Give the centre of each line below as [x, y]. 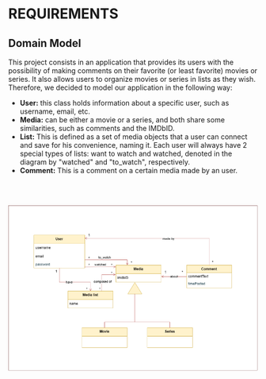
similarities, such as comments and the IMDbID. [97, 128]
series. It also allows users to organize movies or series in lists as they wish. [132, 79]
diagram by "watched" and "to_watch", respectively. [104, 162]
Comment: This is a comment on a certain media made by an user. [129, 170]
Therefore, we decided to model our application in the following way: [120, 87]
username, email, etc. [55, 111]
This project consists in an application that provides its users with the [121, 62]
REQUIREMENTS [63, 14]
